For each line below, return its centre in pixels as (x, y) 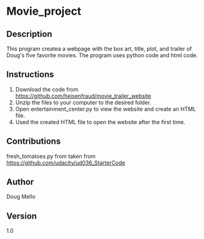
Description (29, 34)
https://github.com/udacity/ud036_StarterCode (66, 163)
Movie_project (44, 11)
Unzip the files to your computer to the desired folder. (83, 102)
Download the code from (47, 89)
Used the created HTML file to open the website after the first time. (100, 122)
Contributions (33, 142)
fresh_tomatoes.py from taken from (51, 156)
